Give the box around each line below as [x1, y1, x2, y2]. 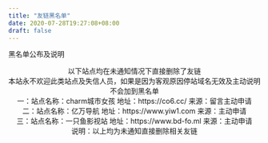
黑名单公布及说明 [8, 50, 65, 59]
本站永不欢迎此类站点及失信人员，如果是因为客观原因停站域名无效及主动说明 [8, 77, 261, 86]
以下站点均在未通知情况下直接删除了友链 [67, 66, 202, 76]
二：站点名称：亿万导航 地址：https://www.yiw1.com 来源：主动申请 [22, 106, 246, 116]
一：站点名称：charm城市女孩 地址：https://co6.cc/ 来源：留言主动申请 [17, 97, 252, 106]
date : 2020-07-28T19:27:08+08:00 [8, 19, 120, 27]
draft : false [8, 26, 52, 34]
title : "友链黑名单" [8, 11, 70, 20]
